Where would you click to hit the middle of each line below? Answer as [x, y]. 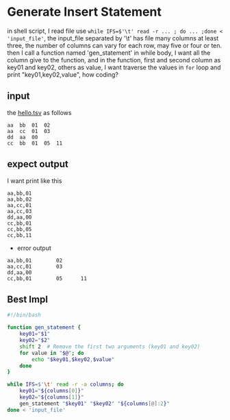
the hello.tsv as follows [39, 112]
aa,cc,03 [20, 211]
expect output [38, 164]
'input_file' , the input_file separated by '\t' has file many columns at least [113, 38]
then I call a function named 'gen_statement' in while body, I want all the [109, 53]
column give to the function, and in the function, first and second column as [114, 60]
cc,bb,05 [20, 229]
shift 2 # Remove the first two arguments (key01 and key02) [110, 347]
